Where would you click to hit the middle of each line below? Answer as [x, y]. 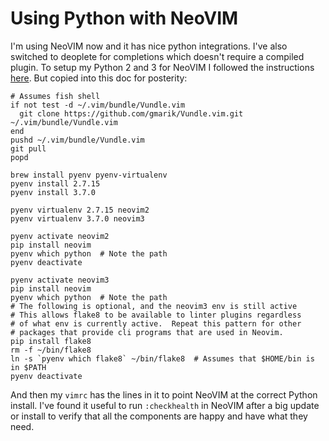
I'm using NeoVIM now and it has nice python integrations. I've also [149, 46]
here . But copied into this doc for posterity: [99, 78]
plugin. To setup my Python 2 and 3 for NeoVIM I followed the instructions [162, 67]
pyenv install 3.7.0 [53, 192]
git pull [28, 148]
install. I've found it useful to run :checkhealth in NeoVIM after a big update [165, 405]
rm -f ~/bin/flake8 [51, 350]
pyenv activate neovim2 [60, 236]
